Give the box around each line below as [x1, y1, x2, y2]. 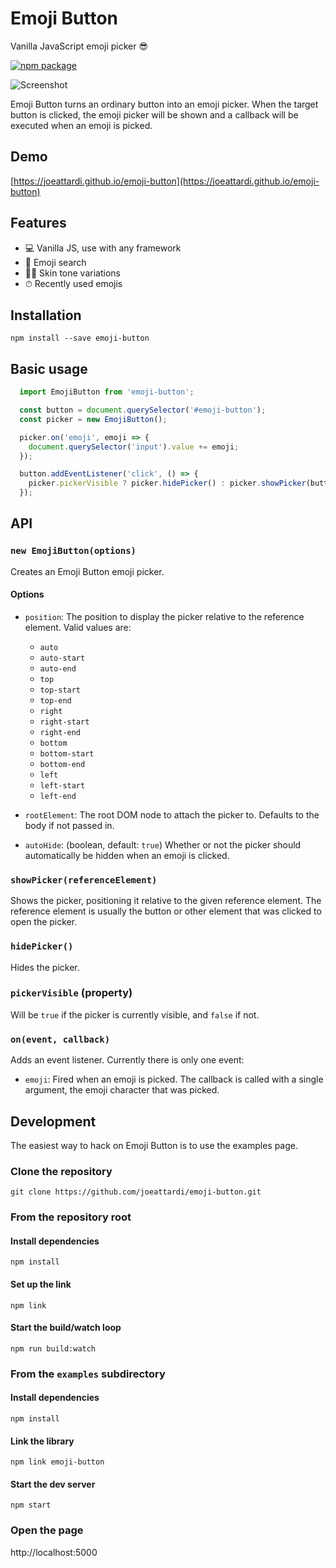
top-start [39, 685, 82, 695]
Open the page [10, 1523, 84, 1537]
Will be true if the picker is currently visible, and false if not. [10, 1008, 260, 1021]
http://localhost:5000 [10, 1546, 98, 1558]
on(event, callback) [10, 1033, 111, 1045]
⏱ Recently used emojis [24, 277, 123, 289]
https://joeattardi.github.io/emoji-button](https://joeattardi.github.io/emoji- [13, 175, 320, 187]
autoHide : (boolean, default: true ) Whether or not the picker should [24, 838, 302, 851]
